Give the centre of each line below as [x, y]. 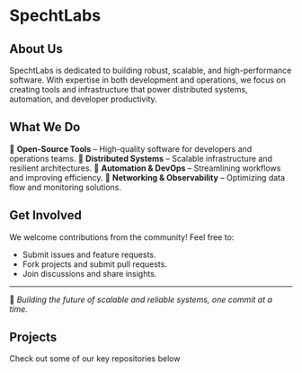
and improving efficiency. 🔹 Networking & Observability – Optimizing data [147, 177]
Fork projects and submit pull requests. [95, 264]
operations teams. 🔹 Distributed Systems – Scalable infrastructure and [141, 158]
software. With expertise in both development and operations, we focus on [147, 80]
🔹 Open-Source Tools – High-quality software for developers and [131, 148]
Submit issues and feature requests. [89, 254]
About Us [36, 49]
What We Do [45, 127]
